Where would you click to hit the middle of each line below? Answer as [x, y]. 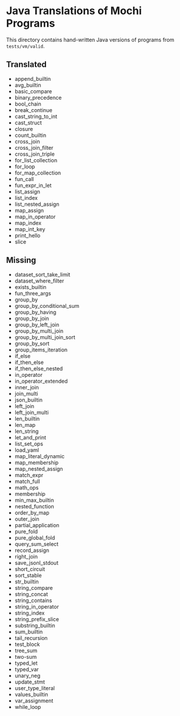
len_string [27, 431]
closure [24, 129]
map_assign [29, 210]
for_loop [25, 166]
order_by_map [32, 513]
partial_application [37, 525]
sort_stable [28, 575]
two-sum [26, 656]
